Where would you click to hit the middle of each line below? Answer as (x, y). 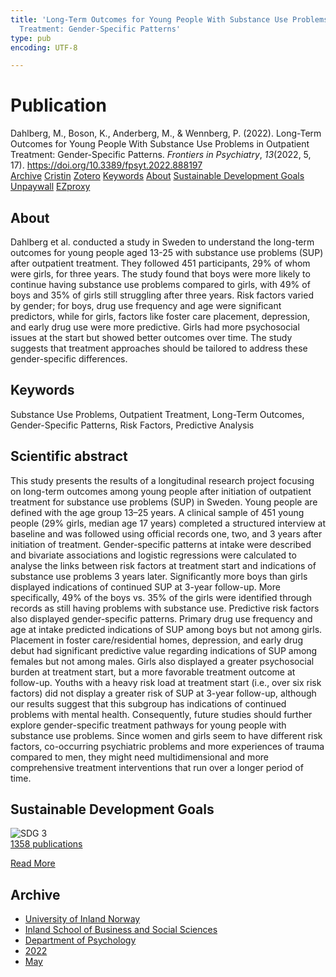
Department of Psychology (80, 940)
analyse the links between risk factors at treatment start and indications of (163, 565)
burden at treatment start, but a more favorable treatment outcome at (153, 672)
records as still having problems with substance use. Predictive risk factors (165, 608)
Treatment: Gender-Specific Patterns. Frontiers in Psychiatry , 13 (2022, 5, (161, 155)
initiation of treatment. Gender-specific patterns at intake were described (161, 544)
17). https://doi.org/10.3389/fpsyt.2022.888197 (106, 165)
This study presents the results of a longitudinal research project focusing (162, 480)
